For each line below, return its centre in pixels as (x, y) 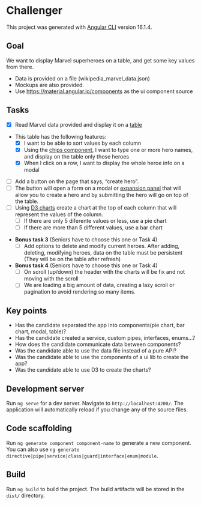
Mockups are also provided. (49, 85)
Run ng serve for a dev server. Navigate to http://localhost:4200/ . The (95, 403)
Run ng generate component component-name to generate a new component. (99, 443)
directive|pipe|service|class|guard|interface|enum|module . (82, 455)
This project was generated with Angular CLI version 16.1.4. (79, 27)
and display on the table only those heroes (76, 156)
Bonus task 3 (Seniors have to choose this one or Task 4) (86, 240)
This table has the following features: (61, 136)
